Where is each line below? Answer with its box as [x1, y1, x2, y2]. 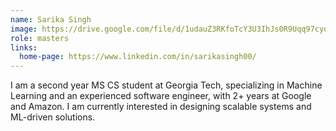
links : [10, 42, 38, 53]
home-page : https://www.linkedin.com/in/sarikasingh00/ [19, 52, 257, 62]
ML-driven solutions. [10, 111, 96, 123]
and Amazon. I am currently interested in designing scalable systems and [10, 101, 312, 113]
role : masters [10, 33, 70, 43]
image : [10, 24, 38, 34]
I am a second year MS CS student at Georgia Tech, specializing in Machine [10, 79, 323, 91]
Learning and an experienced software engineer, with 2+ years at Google [10, 90, 312, 102]
